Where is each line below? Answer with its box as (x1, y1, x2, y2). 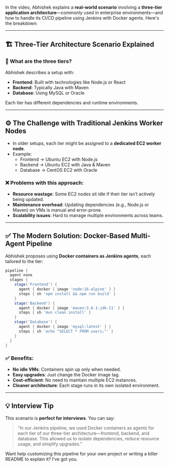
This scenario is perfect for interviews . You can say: (5, 415, 115, 421)
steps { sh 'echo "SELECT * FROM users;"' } (18, 328, 114, 334)
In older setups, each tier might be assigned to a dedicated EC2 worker (12, 140, 162, 146)
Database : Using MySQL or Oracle (12, 90, 84, 96)
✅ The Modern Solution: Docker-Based (5, 232, 130, 240)
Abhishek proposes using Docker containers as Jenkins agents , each (5, 253, 151, 259)
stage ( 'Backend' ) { (14, 301, 55, 306)
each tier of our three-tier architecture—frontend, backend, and (17, 430, 150, 436)
